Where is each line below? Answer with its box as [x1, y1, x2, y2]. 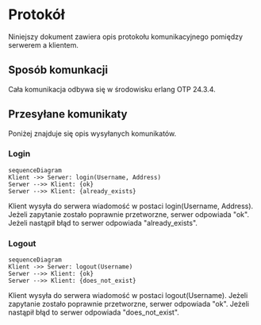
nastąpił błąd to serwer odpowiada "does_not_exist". [8, 308, 180, 317]
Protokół [8, 6, 65, 24]
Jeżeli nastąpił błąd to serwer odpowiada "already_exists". [8, 218, 198, 227]
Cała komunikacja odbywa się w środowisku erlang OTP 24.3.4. [8, 84, 216, 94]
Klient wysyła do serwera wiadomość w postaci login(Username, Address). [8, 201, 254, 211]
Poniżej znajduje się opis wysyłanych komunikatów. [8, 129, 177, 138]
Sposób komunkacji [8, 64, 109, 77]
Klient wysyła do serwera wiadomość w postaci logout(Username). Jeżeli [8, 291, 248, 300]
